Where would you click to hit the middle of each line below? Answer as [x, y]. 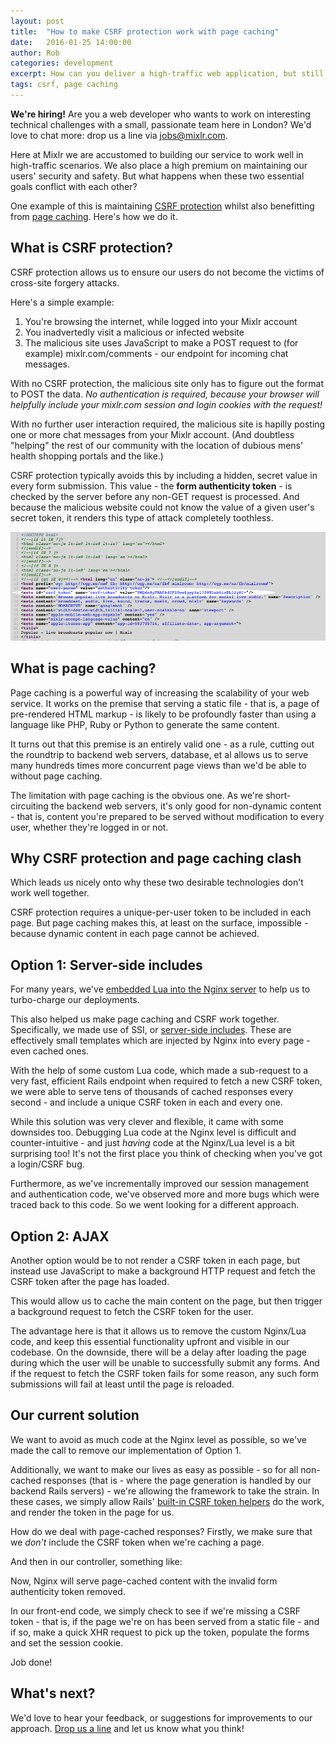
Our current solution [75, 1415]
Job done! [31, 1662]
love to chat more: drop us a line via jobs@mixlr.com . [119, 135]
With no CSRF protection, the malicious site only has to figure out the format [167, 383]
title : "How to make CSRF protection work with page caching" [145, 31]
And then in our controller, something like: [96, 1561]
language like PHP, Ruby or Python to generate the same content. [145, 724]
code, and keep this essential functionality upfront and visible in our [150, 1342]
